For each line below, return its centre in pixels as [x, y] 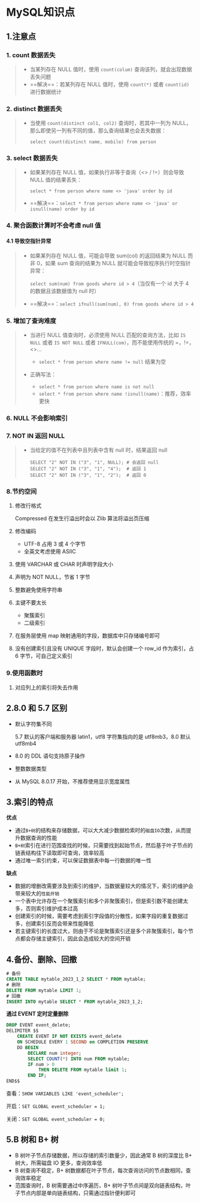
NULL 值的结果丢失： [56, 180]
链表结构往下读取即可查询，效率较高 [60, 853]
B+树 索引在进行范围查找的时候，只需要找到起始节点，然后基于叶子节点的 [104, 845]
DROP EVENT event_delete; [38, 1025]
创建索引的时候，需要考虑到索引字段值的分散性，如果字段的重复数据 [99, 916]
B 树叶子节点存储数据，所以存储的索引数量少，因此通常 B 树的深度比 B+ [104, 1155]
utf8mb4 [26, 743]
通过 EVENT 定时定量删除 [37, 1014]
